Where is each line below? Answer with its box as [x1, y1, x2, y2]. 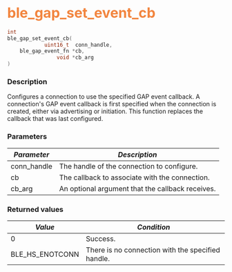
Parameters [7, 132, 47, 142]
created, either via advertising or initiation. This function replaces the [7, 107, 204, 115]
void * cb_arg [56, 54, 95, 61]
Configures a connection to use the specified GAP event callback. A [7, 93, 200, 101]
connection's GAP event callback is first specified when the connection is [7, 100, 217, 108]
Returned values [7, 204, 64, 214]
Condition [137, 222, 171, 232]
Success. [86, 233, 116, 243]
